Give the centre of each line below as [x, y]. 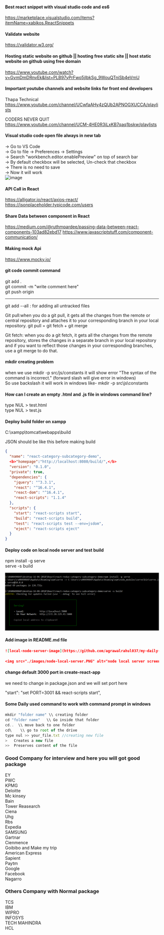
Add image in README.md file [36, 640]
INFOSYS [14, 917]
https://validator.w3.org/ [29, 45]
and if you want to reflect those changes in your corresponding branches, [79, 345]
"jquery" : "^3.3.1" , [35, 482]
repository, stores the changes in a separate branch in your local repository [81, 340]
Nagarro [13, 879]
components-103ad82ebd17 [33, 232]
